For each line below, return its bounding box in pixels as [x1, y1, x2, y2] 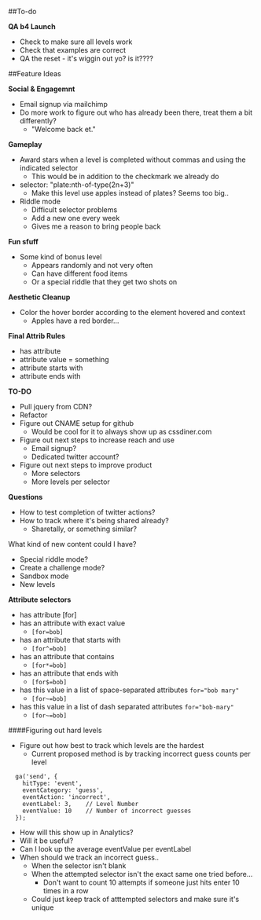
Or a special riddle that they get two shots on [31, 277, 178, 286]
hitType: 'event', [22, 779, 83, 787]
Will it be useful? [19, 836, 74, 845]
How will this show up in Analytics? [19, 828, 134, 837]
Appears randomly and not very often [31, 261, 153, 269]
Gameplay [8, 140, 42, 148]
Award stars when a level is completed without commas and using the [19, 155, 246, 164]
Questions [8, 493, 43, 501]
